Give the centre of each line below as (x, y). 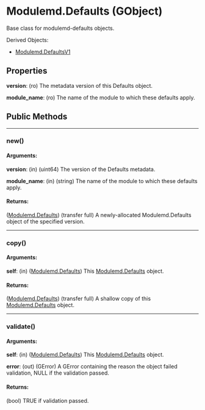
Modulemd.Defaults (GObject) (85, 11)
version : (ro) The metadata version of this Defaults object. (80, 85)
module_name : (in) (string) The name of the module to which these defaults (102, 181)
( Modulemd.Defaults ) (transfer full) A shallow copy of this (79, 299)
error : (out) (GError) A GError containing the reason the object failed (92, 367)
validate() (21, 326)
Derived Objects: (27, 40)
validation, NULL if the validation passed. (58, 373)
